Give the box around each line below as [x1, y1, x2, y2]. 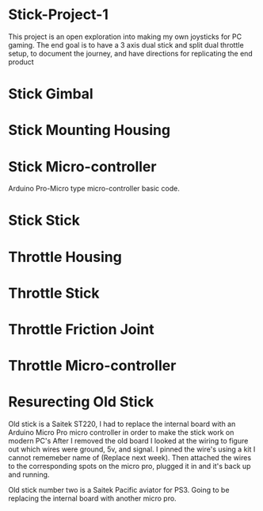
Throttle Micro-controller [8, 357, 177, 375]
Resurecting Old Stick [8, 393, 154, 411]
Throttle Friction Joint [8, 321, 154, 338]
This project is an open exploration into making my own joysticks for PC [8, 32, 242, 41]
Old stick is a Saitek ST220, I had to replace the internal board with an [8, 419, 236, 429]
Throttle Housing [8, 248, 123, 266]
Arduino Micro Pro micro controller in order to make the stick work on [8, 428, 234, 437]
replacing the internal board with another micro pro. [8, 494, 177, 503]
